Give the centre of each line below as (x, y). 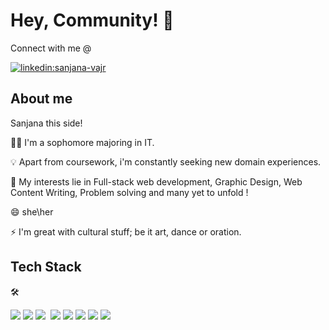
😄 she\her (32, 211)
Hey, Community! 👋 (92, 20)
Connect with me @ (51, 48)
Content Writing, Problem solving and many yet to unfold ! (129, 192)
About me (41, 99)
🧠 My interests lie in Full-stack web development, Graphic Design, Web (156, 181)
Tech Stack (46, 267)
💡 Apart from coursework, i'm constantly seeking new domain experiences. (166, 161)
